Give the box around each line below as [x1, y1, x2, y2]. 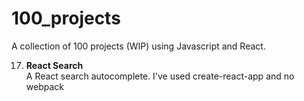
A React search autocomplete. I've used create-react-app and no [25, 70, 295, 82]
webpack [25, 80, 64, 92]
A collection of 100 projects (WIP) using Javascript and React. [11, 40, 266, 52]
